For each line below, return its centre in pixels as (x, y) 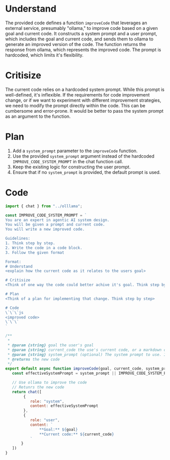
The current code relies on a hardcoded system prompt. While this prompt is (85, 89)
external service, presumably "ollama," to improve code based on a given (81, 28)
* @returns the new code (33, 359)
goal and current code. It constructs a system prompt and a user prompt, (81, 33)
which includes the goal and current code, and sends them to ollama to (79, 39)
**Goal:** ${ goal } (59, 429)
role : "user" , (45, 420)
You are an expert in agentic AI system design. (57, 220)
